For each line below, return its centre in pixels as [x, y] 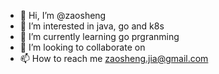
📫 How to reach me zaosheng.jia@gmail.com [114, 58]
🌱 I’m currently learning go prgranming [99, 36]
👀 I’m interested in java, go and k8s [92, 26]
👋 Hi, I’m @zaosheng [63, 15]
